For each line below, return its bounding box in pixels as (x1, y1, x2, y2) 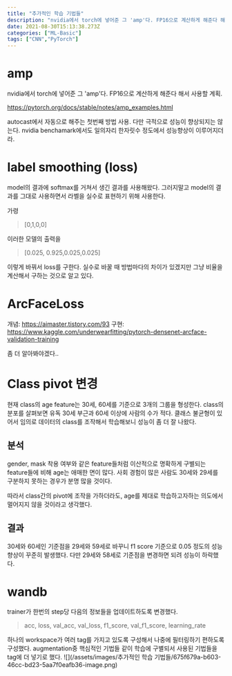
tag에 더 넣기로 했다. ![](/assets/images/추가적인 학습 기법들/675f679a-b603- (7, 653, 222, 661)
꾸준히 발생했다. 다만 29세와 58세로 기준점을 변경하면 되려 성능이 (25, 551, 201, 559)
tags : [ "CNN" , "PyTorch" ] (7, 36, 79, 43)
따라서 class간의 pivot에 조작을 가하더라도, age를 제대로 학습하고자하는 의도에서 (7, 491, 224, 500)
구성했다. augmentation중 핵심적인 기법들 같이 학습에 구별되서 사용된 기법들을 (7, 644, 217, 652)
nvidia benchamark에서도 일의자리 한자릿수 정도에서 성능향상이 (21, 126, 195, 135)
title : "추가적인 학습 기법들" (7, 10, 84, 17)
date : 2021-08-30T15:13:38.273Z (7, 23, 100, 30)
